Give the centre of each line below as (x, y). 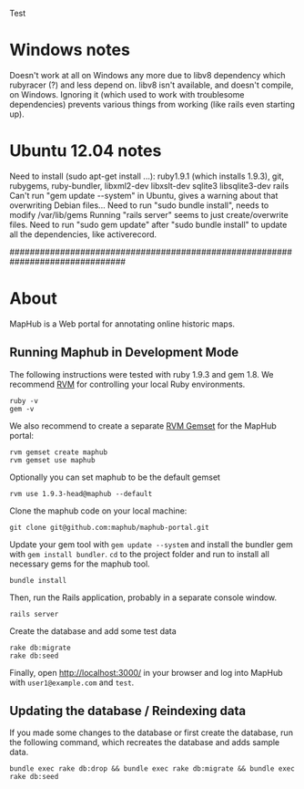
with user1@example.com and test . (72, 682)
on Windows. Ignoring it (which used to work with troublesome (127, 94)
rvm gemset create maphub (58, 452)
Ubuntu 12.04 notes (86, 151)
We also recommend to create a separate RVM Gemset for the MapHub (143, 426)
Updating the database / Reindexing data (128, 711)
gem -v (22, 409)
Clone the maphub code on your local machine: (98, 511)
